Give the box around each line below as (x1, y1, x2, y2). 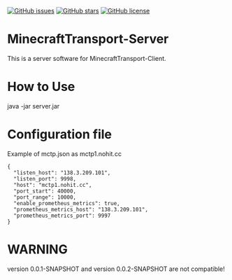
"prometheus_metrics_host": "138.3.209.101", (13, 206, 149, 213)
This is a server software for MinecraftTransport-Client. (7, 54, 166, 62)
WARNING (7, 241, 68, 257)
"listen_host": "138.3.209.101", (13, 169, 111, 176)
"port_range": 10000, (13, 193, 77, 201)
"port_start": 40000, (13, 188, 77, 195)
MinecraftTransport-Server (7, 31, 169, 47)
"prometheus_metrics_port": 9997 (13, 212, 111, 219)
